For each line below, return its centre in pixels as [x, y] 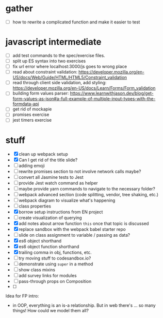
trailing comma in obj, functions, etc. [55, 253]
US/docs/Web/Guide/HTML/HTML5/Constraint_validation [70, 77]
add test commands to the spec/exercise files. [59, 55]
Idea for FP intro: [22, 296]
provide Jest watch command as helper [58, 183]
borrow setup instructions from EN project [61, 212]
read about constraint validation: [45, 72]
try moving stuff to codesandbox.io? [55, 258]
